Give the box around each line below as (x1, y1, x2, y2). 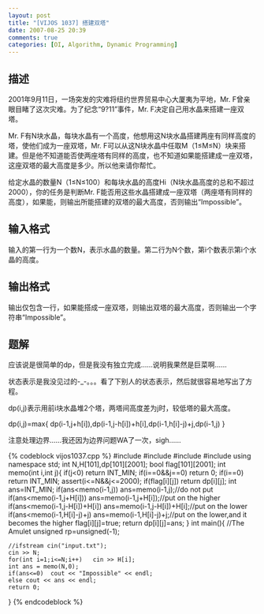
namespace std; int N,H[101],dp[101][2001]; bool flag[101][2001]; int (8, 459, 226, 470)
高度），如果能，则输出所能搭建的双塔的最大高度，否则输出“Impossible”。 (8, 197, 247, 206)
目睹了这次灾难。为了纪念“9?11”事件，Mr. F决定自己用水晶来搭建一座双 (14, 104, 244, 114)
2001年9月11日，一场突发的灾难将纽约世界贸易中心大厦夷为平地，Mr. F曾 (8, 94, 244, 103)
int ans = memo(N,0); (8, 563, 80, 571)
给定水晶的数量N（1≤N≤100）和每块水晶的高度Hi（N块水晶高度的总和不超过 (8, 177, 255, 186)
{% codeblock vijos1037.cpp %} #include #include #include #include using (8, 451, 251, 461)
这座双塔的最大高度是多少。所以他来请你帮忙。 (8, 160, 160, 170)
